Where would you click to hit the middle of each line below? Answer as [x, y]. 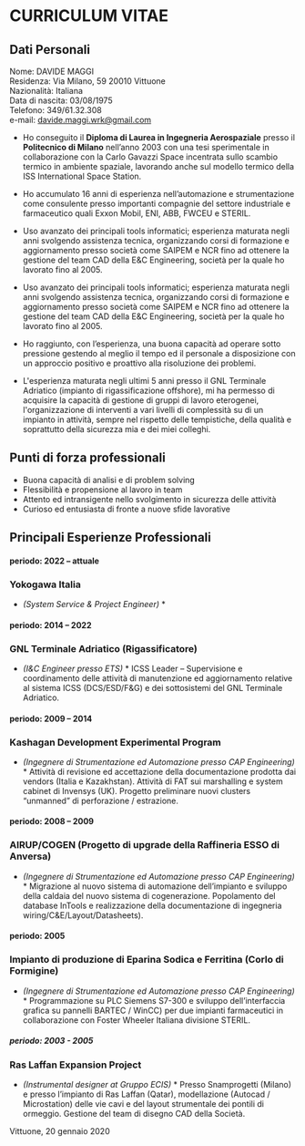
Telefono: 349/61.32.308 [56, 110]
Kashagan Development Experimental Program [115, 742]
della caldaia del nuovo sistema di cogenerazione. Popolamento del [149, 895]
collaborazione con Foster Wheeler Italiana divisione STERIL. [136, 1020]
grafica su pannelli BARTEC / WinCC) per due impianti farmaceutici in [153, 1010]
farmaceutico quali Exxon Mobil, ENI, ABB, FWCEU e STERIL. [137, 213]
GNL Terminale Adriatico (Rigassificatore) [104, 648]
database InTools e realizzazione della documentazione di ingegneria [152, 905]
